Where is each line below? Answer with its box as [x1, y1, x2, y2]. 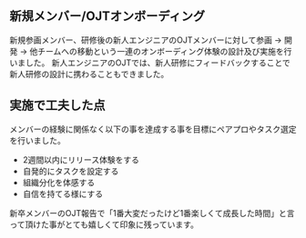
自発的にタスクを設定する [22, 165, 119, 176]
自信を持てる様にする [22, 188, 103, 199]
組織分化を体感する [22, 176, 96, 188]
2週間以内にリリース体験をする [22, 154, 139, 165]
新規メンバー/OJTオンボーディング [9, 8, 206, 25]
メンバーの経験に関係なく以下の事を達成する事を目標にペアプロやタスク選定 [9, 124, 297, 134]
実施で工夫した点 [9, 98, 106, 114]
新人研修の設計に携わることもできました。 [9, 68, 169, 79]
